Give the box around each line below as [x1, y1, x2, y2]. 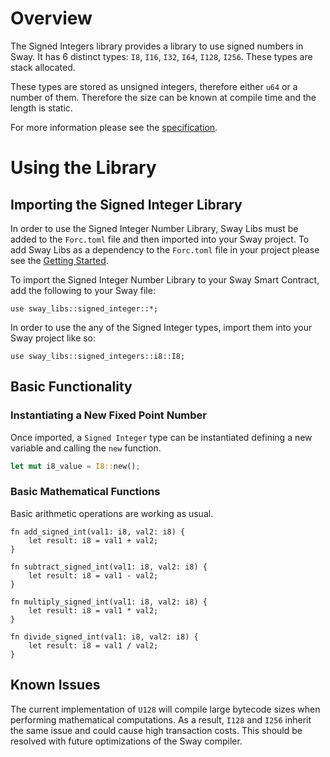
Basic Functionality [10, 378, 133, 396]
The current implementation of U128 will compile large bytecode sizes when [10, 703, 321, 715]
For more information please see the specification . [10, 121, 218, 133]
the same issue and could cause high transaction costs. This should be [10, 724, 303, 736]
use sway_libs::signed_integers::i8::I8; [10, 351, 186, 361]
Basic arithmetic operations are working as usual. [10, 507, 214, 519]
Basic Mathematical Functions [10, 485, 161, 499]
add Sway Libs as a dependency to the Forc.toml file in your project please [10, 243, 320, 256]
